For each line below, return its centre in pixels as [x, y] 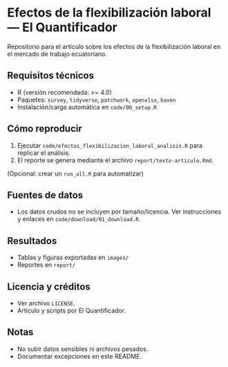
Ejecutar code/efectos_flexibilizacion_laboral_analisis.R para [110, 145]
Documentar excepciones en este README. [79, 356]
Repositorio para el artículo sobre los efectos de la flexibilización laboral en [114, 46]
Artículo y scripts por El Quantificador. [72, 310]
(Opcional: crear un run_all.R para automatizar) [75, 173]
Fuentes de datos [45, 195]
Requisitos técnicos [51, 76]
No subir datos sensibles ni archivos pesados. [83, 349]
